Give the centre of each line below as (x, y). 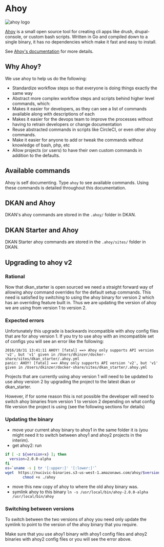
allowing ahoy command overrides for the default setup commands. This (78, 292)
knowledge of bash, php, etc (41, 145)
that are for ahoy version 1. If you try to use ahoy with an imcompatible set (80, 336)
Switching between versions (40, 508)
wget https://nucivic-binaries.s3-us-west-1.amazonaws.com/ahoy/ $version (83, 473)
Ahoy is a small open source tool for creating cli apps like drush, (70, 31)
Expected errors (25, 320)
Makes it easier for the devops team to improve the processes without (82, 119)
